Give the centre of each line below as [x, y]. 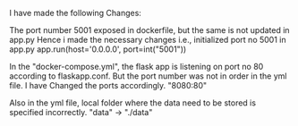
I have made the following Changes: [75, 13]
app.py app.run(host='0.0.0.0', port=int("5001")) [98, 49]
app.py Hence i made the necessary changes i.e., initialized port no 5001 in [148, 40]
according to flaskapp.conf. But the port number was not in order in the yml [148, 76]
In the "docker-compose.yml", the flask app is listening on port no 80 [136, 67]
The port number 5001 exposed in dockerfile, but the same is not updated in [149, 30]
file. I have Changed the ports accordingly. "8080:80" [108, 85]
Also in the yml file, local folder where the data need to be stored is [133, 103]
